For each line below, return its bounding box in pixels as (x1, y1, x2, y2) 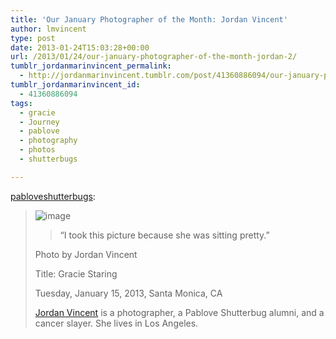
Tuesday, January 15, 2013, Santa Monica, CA (34, 287, 223, 299)
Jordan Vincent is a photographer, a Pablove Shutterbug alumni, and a (34, 306, 325, 318)
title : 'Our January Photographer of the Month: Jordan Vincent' (10, 14, 288, 25)
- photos (19, 145, 56, 155)
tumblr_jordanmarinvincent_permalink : (10, 61, 172, 71)
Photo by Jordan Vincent (34, 248, 138, 260)
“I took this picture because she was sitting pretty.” (59, 229, 270, 241)
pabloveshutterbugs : (10, 190, 96, 202)
